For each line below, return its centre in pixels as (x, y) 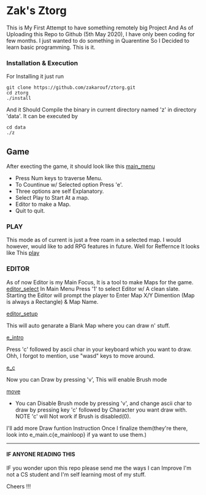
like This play (23, 253)
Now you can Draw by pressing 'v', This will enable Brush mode (87, 379)
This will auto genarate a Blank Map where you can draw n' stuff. (88, 325)
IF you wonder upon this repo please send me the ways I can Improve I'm (99, 468)
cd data (16, 127)
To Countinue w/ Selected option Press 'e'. (69, 185)
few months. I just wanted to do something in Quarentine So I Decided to (98, 40)
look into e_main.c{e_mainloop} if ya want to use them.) (77, 434)
